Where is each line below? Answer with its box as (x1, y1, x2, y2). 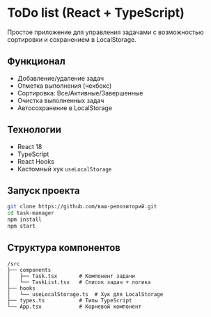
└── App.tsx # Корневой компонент (7, 303, 141, 310)
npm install (7, 216, 42, 224)
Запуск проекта (7, 185, 80, 196)
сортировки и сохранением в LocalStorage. (7, 35, 137, 43)
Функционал (7, 56, 66, 68)
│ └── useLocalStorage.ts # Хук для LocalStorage (7, 291, 164, 297)
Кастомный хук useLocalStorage (17, 164, 112, 173)
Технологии (7, 124, 61, 136)
